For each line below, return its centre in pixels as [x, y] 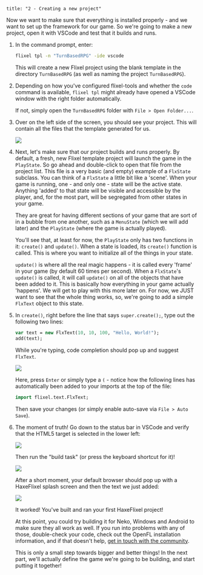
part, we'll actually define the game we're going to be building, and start [105, 559]
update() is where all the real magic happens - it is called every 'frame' [104, 264]
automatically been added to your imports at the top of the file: [93, 386]
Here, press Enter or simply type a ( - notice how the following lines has [105, 379]
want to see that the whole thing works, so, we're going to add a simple [104, 297]
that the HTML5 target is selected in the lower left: [78, 433]
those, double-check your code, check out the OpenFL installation [98, 534]
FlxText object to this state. [49, 303]
